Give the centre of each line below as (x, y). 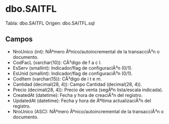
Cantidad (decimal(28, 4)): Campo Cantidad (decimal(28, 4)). (77, 84)
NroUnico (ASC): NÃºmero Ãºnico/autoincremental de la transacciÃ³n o (88, 111)
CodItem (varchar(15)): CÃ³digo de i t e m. (57, 79)
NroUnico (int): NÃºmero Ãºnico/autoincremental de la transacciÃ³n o (86, 51)
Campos (19, 39)
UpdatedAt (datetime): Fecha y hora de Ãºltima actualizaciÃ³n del (82, 100)
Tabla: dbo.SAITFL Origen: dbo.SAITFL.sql (50, 23)
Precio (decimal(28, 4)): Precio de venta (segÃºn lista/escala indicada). (88, 90)
